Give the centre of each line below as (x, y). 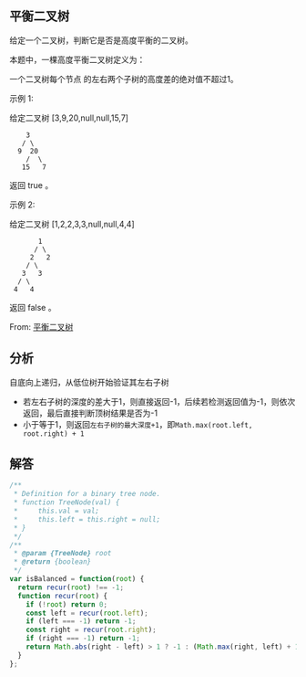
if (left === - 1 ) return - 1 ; (81, 621)
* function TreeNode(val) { (66, 502)
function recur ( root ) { (62, 596)
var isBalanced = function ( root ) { (77, 579)
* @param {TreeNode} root (62, 554)
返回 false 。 (33, 307)
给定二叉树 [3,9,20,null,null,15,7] (69, 118)
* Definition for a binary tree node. (87, 494)
